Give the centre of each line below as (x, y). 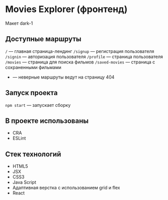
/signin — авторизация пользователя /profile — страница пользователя (84, 56)
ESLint (19, 138)
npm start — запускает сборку (38, 105)
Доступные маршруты (43, 39)
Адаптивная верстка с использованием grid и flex (66, 188)
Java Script (24, 182)
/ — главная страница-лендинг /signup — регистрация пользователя (80, 51)
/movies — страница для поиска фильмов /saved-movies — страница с (80, 62)
